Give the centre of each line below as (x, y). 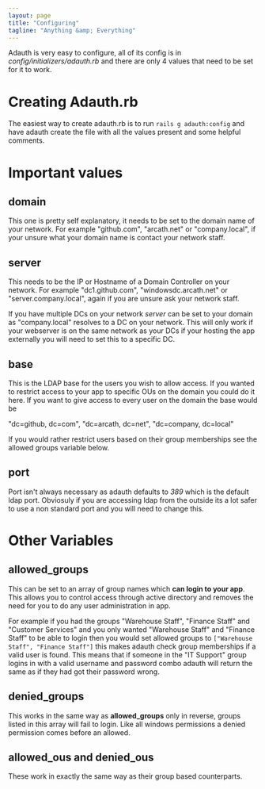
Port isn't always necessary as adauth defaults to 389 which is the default (129, 492)
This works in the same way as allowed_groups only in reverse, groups (125, 715)
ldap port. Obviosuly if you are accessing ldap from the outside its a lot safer (133, 500)
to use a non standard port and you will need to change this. (106, 508)
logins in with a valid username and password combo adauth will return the (131, 663)
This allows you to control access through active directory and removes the (131, 597)
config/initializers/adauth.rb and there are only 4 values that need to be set (131, 61)
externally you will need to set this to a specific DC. (92, 339)
